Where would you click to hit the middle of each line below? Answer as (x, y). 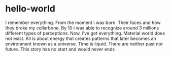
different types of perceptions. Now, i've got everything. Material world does (85, 33)
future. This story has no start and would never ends (60, 49)
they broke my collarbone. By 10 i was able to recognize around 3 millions (82, 27)
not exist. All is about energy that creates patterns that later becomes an (81, 38)
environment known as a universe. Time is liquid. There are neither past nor (84, 43)
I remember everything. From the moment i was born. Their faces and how (83, 22)
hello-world (30, 9)
